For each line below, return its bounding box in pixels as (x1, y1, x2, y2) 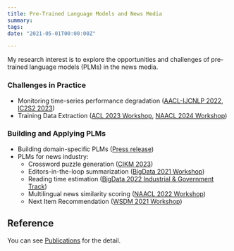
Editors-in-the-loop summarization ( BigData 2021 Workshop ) (27, 167, 205, 176)
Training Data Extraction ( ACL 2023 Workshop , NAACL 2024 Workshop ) (17, 111, 228, 120)
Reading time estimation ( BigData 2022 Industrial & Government (27, 174, 214, 183)
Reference (7, 217, 54, 229)
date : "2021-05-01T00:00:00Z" (7, 30, 97, 37)
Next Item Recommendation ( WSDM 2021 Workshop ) (27, 197, 183, 205)
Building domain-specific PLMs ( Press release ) (17, 145, 154, 153)
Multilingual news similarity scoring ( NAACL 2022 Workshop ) (27, 189, 207, 198)
